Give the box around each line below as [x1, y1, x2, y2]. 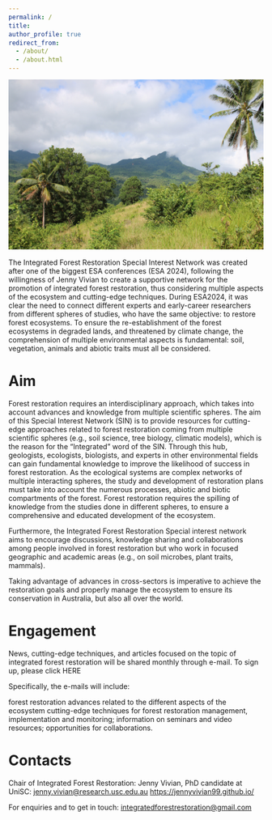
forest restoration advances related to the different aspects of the [8, 697, 227, 707]
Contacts [8, 751, 72, 770]
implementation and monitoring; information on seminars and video [8, 714, 232, 724]
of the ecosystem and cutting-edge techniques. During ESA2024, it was [8, 292, 249, 301]
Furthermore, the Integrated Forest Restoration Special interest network [8, 526, 247, 536]
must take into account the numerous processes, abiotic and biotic [8, 484, 231, 494]
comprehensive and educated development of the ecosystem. [8, 510, 216, 520]
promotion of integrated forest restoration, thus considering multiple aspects [8, 283, 264, 293]
